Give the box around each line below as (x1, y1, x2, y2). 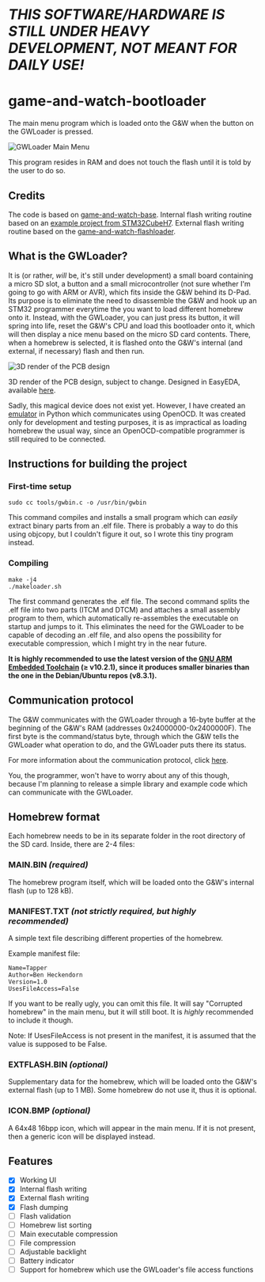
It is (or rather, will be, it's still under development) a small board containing (8, 271, 254, 280)
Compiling (8, 558, 49, 569)
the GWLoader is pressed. (8, 127, 93, 136)
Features (8, 1154, 53, 1168)
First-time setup (8, 481, 72, 492)
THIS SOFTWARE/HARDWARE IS (8, 6, 225, 24)
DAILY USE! (8, 56, 85, 74)
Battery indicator (19, 1256, 75, 1265)
